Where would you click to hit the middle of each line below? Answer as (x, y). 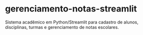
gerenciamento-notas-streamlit (71, 9)
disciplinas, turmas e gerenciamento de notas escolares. (62, 27)
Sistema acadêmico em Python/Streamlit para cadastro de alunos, (72, 22)
